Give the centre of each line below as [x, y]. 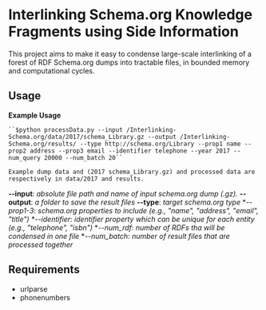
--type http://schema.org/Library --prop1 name [160, 144]
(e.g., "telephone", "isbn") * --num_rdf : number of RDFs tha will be [117, 227]
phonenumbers [45, 297]
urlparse [34, 288]
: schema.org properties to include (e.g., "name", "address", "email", [146, 210]
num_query [25, 157]
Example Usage [35, 115]
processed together [41, 244]
